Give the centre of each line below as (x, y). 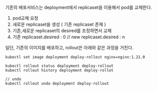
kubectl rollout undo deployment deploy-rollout (57, 83)
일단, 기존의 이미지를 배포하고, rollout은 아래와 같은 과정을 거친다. (69, 48)
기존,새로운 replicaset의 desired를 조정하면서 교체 (62, 31)
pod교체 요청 (25, 18)
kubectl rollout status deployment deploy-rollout (59, 66)
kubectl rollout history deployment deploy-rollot (59, 70)
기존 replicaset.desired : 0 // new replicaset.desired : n (68, 37)
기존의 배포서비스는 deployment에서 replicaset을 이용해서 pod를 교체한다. (79, 7)
